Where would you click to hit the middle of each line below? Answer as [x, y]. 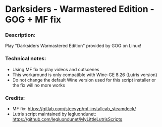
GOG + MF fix [33, 20]
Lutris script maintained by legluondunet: [54, 114]
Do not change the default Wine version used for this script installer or [84, 80]
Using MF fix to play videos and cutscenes [56, 69]
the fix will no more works [39, 85]
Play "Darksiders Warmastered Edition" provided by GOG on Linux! [73, 46]
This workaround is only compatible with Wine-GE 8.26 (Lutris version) [85, 75]
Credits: [15, 98]
